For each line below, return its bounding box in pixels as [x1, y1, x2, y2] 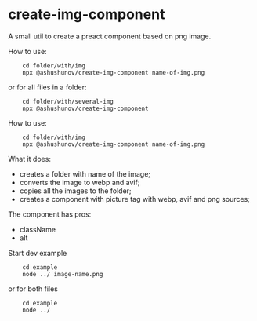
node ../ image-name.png [22, 270, 103, 278]
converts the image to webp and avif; [19, 177, 140, 187]
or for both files [8, 284, 59, 294]
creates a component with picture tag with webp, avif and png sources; [19, 194, 251, 203]
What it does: [8, 154, 51, 163]
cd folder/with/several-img [22, 97, 114, 105]
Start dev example [8, 248, 67, 257]
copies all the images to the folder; [19, 186, 132, 195]
